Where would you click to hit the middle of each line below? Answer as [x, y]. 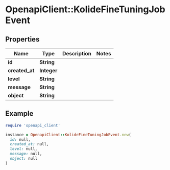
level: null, [24, 149]
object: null [24, 159]
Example [19, 114]
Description [77, 54]
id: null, [20, 139]
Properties [22, 39]
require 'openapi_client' [33, 125]
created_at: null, [30, 144]
